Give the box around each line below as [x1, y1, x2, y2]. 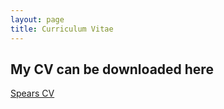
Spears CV [10, 87, 55, 100]
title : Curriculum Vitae [10, 24, 114, 34]
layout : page [10, 14, 65, 25]
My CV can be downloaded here [10, 61, 214, 78]
